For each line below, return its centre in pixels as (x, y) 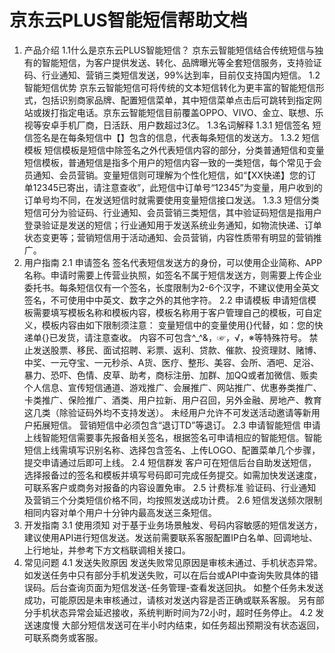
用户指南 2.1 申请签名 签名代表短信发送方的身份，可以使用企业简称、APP (173, 262)
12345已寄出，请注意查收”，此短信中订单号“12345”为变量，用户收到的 (177, 187)
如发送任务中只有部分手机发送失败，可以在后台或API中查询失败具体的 (167, 575)
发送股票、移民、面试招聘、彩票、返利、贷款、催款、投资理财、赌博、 (177, 350)
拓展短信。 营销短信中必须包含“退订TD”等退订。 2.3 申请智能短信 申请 (176, 425)
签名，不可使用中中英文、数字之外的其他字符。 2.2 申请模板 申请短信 (165, 300)
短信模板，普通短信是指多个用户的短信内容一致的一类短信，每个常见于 (168, 162)
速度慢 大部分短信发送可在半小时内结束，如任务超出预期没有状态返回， (178, 625)
